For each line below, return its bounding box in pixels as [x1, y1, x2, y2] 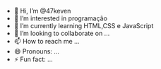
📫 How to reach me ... [13, 37, 80, 45]
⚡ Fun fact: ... [13, 55, 53, 63]
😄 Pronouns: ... [13, 47, 60, 56]
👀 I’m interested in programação [13, 14, 108, 23]
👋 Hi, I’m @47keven [13, 7, 71, 15]
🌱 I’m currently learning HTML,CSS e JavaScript [13, 22, 154, 30]
